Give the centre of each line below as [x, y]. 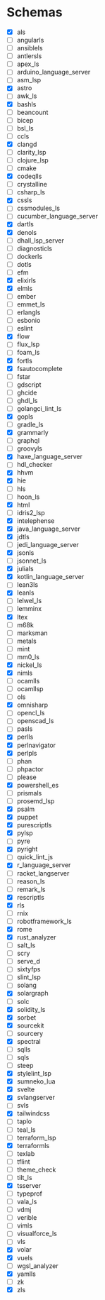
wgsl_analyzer [38, 1266]
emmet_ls [31, 304]
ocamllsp [30, 689]
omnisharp [32, 705]
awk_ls [27, 96]
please [26, 777]
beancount [32, 112]
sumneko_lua [36, 1081]
